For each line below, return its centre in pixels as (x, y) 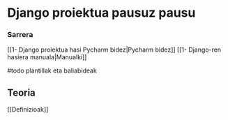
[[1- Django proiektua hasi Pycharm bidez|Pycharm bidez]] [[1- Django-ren (114, 50)
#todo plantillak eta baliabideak (52, 70)
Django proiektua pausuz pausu (101, 13)
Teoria (22, 92)
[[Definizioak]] (28, 110)
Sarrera (20, 35)
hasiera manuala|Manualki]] (47, 57)
